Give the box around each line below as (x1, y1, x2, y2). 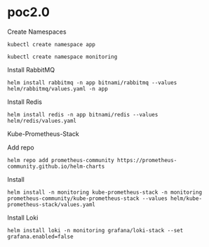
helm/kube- (170, 194, 202, 202)
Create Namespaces (7, 27, 67, 36)
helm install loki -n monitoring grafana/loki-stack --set (7, 227, 184, 234)
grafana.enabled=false (7, 233, 74, 240)
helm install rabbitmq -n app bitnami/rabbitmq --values (7, 79, 177, 86)
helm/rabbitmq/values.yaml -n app (7, 85, 109, 92)
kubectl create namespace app (7, 41, 96, 48)
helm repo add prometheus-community (7, 156, 114, 163)
